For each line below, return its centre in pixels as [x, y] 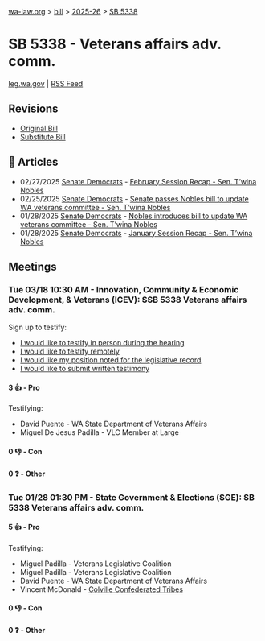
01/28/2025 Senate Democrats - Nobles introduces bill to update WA [134, 216]
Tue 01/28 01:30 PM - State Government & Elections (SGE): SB [132, 497]
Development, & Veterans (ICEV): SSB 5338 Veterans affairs [128, 300]
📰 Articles [33, 162]
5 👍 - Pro [24, 527]
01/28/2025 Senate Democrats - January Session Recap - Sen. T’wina [136, 233]
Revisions [33, 109]
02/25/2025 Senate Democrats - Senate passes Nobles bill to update [134, 199]
